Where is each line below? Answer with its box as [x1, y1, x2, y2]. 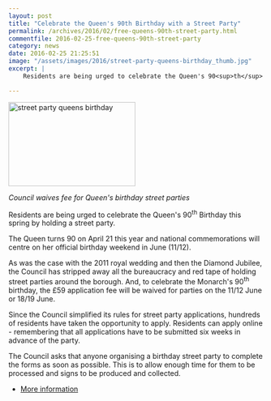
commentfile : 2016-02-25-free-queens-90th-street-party [8, 34, 201, 43]
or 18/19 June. [8, 293, 56, 304]
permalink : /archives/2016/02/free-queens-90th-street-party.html [8, 27, 238, 35]
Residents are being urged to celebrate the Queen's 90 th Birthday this [8, 208, 242, 220]
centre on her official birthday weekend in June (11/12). [8, 242, 191, 252]
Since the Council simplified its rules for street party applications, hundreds [8, 309, 261, 319]
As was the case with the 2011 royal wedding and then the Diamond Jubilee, [8, 258, 262, 268]
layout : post [8, 11, 53, 20]
